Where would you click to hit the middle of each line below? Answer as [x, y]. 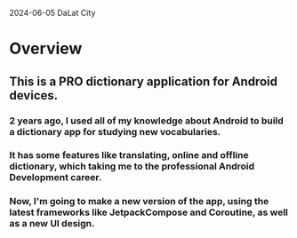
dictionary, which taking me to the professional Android [132, 166]
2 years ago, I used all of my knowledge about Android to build [147, 121]
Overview [46, 49]
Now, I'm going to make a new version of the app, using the [139, 202]
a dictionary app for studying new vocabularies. [115, 131]
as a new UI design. [52, 224]
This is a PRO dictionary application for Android [144, 81]
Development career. [56, 178]
